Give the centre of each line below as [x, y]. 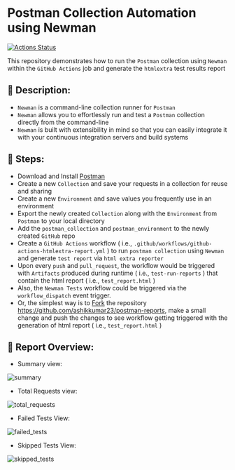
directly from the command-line [63, 122]
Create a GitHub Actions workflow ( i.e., [75, 243]
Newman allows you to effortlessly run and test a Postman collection [111, 114]
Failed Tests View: [43, 418]
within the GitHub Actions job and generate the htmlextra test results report [116, 68]
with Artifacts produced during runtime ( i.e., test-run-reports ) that [117, 273]
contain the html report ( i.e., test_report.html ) [86, 280]
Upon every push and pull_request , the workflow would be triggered [116, 265]
